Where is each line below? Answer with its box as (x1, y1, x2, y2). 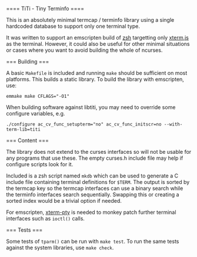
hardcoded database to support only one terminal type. (6, 23, 140, 29)
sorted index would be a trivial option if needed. (6, 197, 122, 204)
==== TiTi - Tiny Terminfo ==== (6, 5, 85, 12)
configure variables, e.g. (6, 110, 65, 117)
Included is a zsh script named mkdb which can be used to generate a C (6, 172, 178, 179)
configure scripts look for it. (6, 161, 74, 167)
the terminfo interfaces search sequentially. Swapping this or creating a (6, 191, 179, 198)
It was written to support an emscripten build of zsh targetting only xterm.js (6, 34, 189, 41)
